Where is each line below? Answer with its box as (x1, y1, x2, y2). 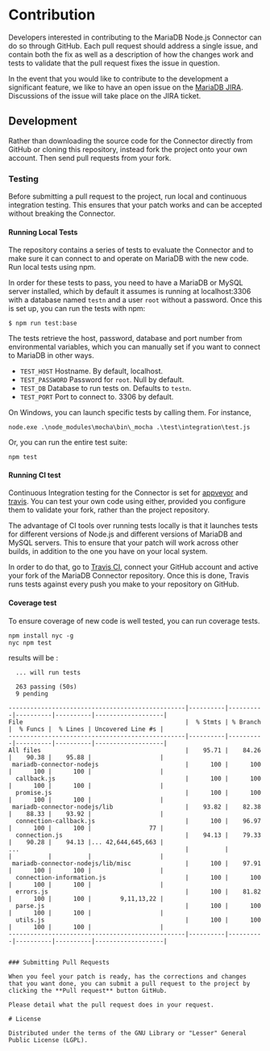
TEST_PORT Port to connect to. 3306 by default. (19, 392, 174, 401)
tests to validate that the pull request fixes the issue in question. (8, 58, 220, 68)
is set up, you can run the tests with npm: (8, 304, 146, 313)
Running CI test (8, 470, 61, 480)
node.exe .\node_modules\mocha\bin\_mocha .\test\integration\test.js (8, 423, 251, 431)
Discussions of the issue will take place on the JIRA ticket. (8, 90, 201, 100)
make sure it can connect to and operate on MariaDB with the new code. (8, 254, 249, 263)
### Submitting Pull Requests (8, 958, 110, 966)
